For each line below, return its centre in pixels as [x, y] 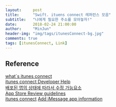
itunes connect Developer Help [38, 82]
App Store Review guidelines [36, 93]
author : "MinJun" [28, 29]
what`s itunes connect [29, 76]
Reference [22, 64]
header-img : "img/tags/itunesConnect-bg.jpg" [54, 34]
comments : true [21, 39]
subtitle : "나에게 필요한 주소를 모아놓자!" [49, 19]
